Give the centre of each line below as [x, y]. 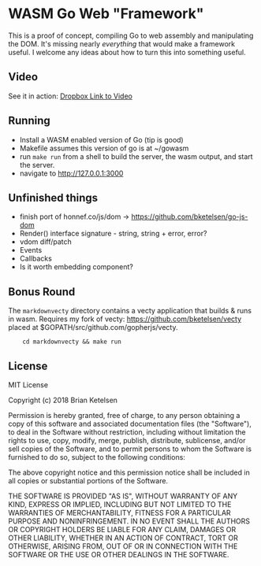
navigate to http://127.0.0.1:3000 [71, 173]
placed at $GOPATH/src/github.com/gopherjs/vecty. [93, 327]
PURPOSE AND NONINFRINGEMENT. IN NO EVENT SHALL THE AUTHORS [129, 521]
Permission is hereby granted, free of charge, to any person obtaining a [124, 415]
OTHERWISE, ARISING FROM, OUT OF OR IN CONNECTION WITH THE [123, 546]
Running [30, 121]
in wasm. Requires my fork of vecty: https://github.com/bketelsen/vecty [125, 319]
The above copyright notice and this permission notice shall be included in [129, 472]
